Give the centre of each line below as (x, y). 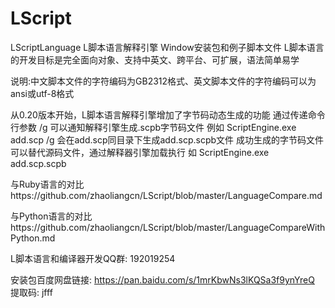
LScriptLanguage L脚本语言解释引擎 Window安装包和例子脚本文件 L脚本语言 (167, 47)
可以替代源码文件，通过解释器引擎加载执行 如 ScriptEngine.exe (140, 152)
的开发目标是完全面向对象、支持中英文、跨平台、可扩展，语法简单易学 (155, 59)
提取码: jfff (31, 292)
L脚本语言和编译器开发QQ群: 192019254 (93, 258)
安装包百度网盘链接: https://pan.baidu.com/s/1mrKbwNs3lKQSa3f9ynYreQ (162, 279)
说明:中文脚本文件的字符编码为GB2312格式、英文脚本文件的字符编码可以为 (163, 81)
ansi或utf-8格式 (42, 93)
